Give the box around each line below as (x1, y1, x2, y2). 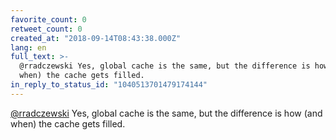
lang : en (10, 42, 47, 53)
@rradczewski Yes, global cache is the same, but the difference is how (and (10, 107, 323, 119)
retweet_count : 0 (10, 24, 83, 34)
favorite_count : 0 (10, 14, 87, 25)
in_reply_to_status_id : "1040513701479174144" (10, 80, 208, 90)
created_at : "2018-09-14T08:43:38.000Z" (10, 33, 182, 43)
